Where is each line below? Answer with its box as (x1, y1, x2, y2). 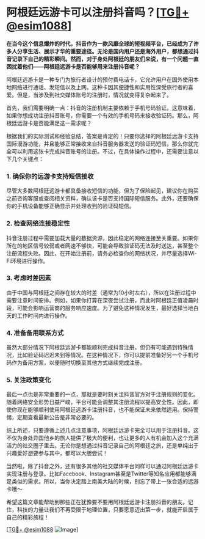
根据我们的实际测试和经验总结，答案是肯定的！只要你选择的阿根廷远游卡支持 (6, 132, 199, 139)
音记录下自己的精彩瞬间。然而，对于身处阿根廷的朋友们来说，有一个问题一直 (6, 55, 199, 62)
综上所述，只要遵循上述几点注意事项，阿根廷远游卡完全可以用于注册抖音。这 (6, 427, 199, 434)
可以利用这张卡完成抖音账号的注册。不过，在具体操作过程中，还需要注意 (11, 147, 193, 155)
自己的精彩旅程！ (6, 514, 49, 521)
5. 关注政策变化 (6, 376, 51, 384)
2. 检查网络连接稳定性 (6, 219, 70, 228)
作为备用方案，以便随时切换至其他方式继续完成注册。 (11, 359, 145, 367)
